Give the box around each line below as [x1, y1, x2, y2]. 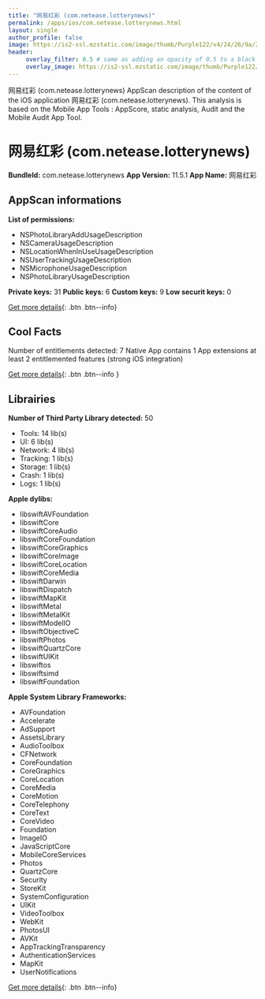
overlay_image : [25, 63, 77, 71]
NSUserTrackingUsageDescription [19, 255, 132, 264]
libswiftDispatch [19, 585, 73, 595]
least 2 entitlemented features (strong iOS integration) [8, 354, 184, 363]
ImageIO [19, 833, 47, 843]
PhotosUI [19, 926, 50, 935]
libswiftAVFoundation [19, 509, 89, 519]
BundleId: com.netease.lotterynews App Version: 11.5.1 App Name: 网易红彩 [8, 170, 257, 180]
